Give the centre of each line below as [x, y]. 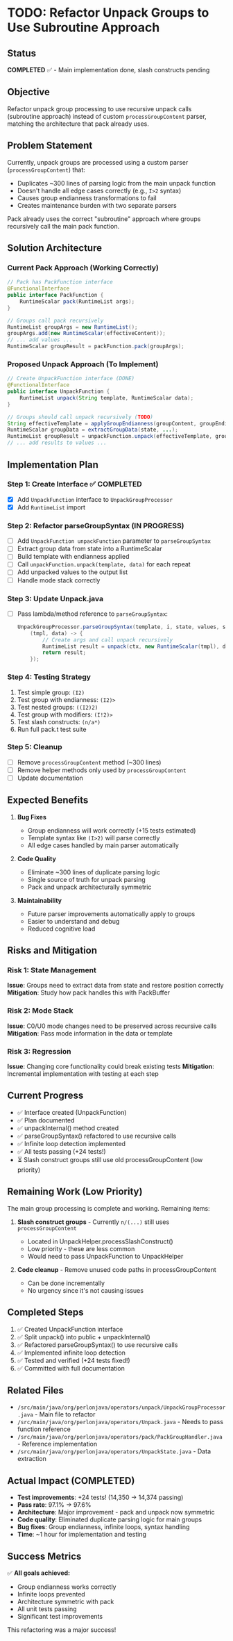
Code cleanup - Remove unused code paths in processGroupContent [116, 1269]
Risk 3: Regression [39, 1051]
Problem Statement [50, 146]
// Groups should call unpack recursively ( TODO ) [80, 417]
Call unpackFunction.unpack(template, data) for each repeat [104, 564]
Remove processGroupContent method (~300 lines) [89, 762]
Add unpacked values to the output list [72, 572]
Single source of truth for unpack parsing [86, 879]
